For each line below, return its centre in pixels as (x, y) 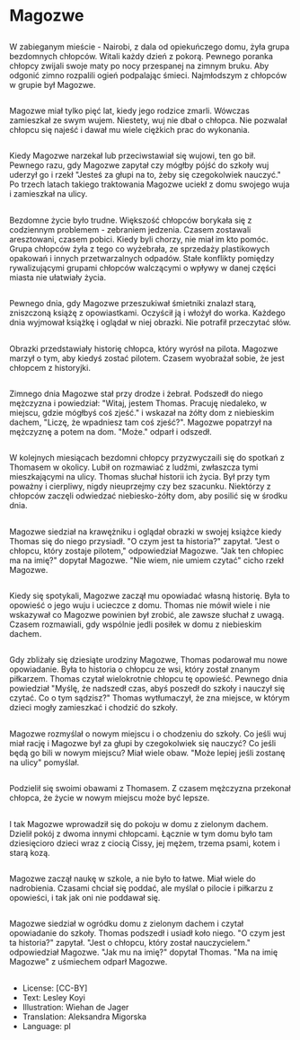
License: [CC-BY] (55, 988)
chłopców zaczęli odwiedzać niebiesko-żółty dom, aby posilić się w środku (149, 496)
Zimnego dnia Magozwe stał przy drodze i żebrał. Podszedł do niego (136, 393)
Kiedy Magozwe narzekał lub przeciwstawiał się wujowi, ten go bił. (132, 156)
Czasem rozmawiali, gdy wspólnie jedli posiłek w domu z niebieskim (136, 624)
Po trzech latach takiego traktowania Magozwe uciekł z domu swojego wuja (150, 184)
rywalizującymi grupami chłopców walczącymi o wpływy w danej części (143, 268)
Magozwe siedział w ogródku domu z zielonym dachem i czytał (127, 924)
